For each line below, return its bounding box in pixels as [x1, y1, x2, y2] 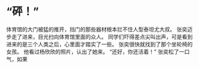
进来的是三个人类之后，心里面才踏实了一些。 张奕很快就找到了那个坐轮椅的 [6, 41, 193, 48]
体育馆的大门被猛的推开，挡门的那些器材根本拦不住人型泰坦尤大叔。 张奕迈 [6, 26, 193, 33]
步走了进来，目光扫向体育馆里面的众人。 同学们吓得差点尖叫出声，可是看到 [6, 33, 193, 40]
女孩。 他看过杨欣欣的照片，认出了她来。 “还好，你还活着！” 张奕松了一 [6, 48, 185, 55]
